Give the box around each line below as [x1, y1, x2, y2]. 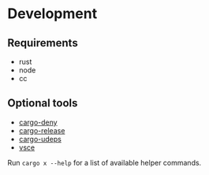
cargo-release [18, 125, 65, 135]
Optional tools [7, 96, 78, 110]
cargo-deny [18, 117, 58, 127]
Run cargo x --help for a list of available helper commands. [7, 158, 202, 167]
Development [7, 5, 98, 23]
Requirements [7, 36, 78, 50]
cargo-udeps [18, 134, 62, 143]
